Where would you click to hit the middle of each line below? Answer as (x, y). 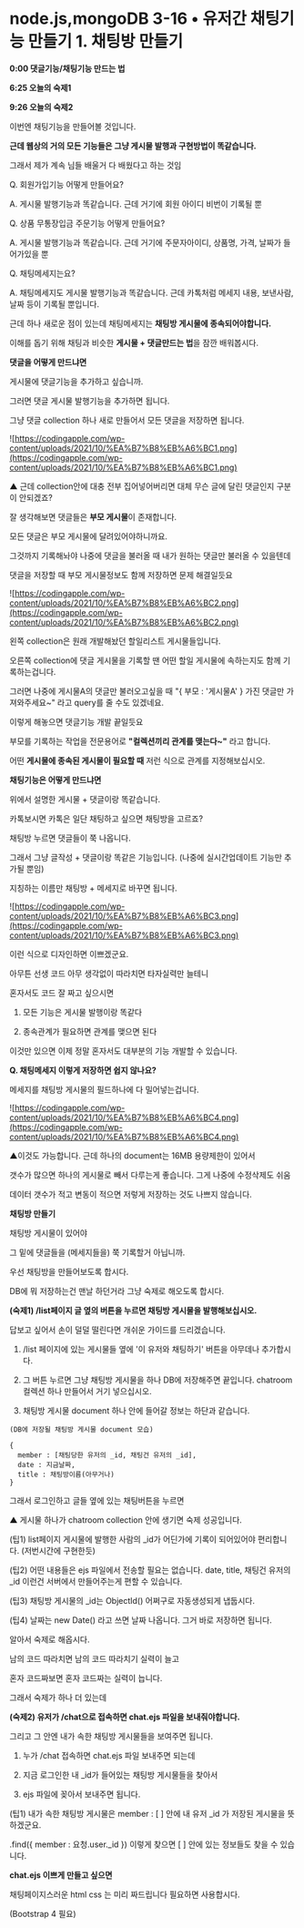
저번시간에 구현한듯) (60, 1550)
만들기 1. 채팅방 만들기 (106, 41)
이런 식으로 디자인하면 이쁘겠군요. (69, 954)
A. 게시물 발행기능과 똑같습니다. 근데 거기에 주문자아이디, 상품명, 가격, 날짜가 (146, 242)
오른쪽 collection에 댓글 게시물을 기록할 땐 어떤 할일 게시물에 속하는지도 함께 (145, 660)
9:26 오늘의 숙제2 (41, 107)
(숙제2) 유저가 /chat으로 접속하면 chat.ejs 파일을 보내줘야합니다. (125, 1717)
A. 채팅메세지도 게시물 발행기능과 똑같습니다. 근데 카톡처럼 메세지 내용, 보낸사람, (152, 292)
